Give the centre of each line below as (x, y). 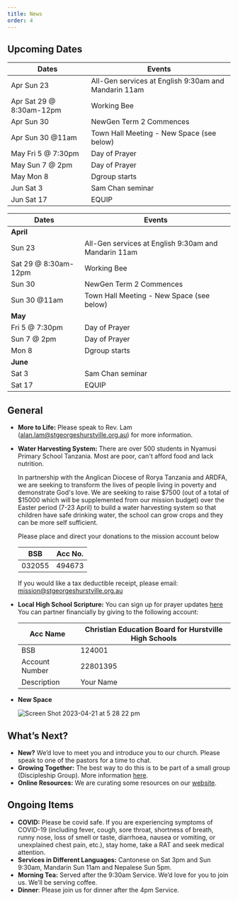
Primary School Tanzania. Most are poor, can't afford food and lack (115, 456)
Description (40, 682)
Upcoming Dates (45, 49)
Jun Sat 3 (27, 188)
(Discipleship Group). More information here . (83, 775)
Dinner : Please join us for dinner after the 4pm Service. (98, 890)
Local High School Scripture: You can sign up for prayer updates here (120, 605)
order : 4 (20, 21)
